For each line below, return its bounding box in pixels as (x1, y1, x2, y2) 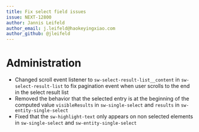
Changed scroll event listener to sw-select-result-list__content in (14, 76, 180, 83)
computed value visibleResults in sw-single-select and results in (14, 102, 180, 109)
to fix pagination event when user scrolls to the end (64, 83, 190, 90)
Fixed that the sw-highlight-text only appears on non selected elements (14, 113, 193, 120)
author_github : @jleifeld (6, 31, 70, 37)
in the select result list (14, 89, 69, 96)
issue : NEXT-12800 (6, 14, 52, 20)
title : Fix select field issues (6, 8, 86, 15)
